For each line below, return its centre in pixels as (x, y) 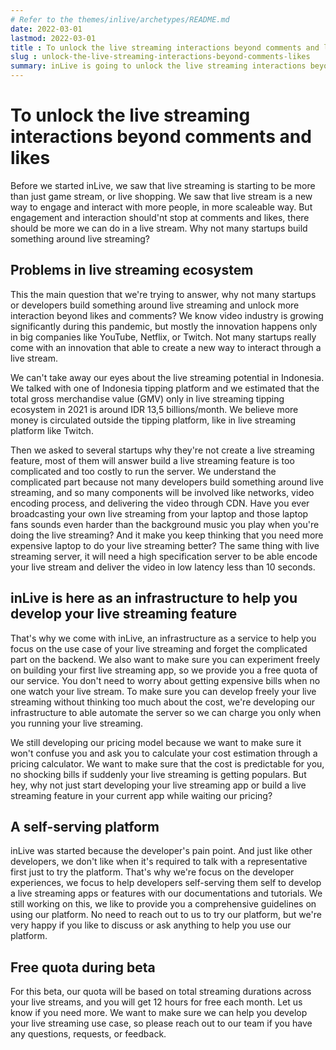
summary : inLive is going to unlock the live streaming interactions (158, 66)
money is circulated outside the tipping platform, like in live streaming (153, 420)
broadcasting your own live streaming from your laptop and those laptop (159, 513)
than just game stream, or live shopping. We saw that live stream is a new (161, 196)
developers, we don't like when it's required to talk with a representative (159, 862)
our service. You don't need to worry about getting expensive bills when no (165, 680)
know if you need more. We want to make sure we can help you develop (159, 1013)
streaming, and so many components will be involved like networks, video (162, 492)
